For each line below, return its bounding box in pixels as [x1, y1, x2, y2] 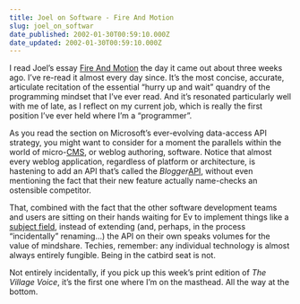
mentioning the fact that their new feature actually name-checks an [9, 176, 258, 187]
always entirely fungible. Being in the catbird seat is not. [9, 250, 217, 261]
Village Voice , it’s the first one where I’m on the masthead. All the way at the [9, 277, 289, 288]
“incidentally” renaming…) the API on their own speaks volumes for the [9, 230, 270, 242]
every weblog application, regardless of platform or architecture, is [9, 156, 256, 167]
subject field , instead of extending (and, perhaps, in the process [9, 221, 246, 232]
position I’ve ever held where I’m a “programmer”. [9, 110, 193, 121]
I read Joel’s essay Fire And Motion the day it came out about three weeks [9, 63, 283, 74]
